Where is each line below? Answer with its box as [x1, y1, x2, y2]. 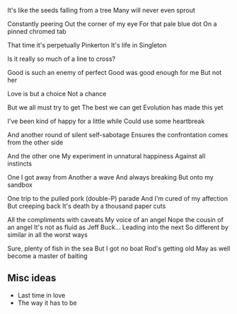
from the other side [7, 138, 64, 146]
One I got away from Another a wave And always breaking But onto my [7, 173, 214, 181]
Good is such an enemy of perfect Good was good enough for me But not [7, 69, 222, 76]
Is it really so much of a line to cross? [7, 54, 115, 63]
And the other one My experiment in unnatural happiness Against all [7, 152, 206, 160]
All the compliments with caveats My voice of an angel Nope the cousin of [7, 216, 224, 223]
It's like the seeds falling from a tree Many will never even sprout [7, 6, 196, 14]
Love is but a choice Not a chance [7, 90, 107, 98]
